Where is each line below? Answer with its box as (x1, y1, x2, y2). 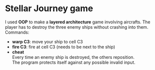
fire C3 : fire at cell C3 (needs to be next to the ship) (12, 44, 115, 50)
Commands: (5, 29, 30, 35)
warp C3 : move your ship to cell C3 (12, 38, 83, 44)
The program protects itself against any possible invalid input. (12, 59, 136, 65)
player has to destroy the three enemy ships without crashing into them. (5, 24, 149, 30)
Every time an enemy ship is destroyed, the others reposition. (12, 54, 135, 60)
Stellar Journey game (5, 3, 93, 14)
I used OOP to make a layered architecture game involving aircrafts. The (5, 19, 151, 25)
